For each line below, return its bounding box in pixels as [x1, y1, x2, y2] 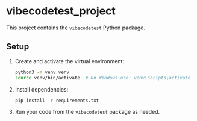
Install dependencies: [14, 85, 69, 93]
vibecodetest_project [6, 4, 116, 18]
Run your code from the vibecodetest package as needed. [14, 108, 160, 116]
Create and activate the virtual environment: [14, 57, 125, 64]
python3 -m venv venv [14, 69, 70, 75]
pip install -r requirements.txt [14, 98, 99, 104]
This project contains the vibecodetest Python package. [6, 24, 146, 31]
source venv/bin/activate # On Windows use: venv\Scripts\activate [14, 75, 191, 81]
